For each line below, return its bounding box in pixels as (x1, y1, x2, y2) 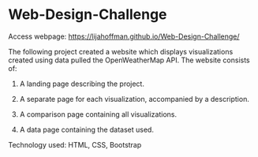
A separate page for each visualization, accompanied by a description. (19, 94, 250, 103)
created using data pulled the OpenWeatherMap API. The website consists (8, 55, 250, 65)
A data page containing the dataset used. (19, 125, 154, 134)
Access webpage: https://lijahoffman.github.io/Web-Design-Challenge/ (8, 32, 240, 41)
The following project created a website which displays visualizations (8, 47, 234, 56)
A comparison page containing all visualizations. (19, 109, 178, 119)
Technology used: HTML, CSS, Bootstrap (8, 140, 142, 149)
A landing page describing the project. (19, 79, 144, 88)
